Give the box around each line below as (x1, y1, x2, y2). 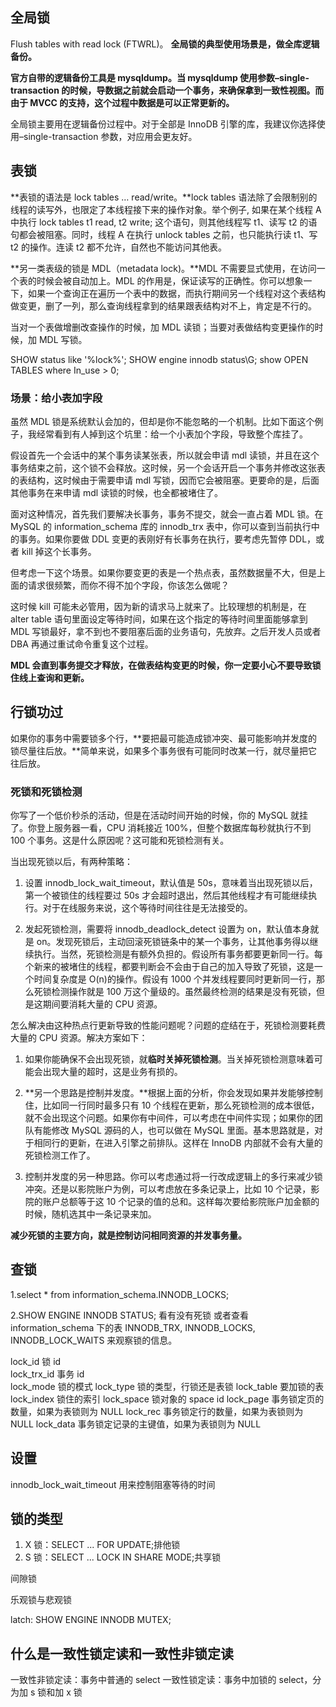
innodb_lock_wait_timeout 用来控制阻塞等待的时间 (10, 1478, 216, 1490)
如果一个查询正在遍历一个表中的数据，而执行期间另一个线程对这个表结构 (27, 287, 326, 299)
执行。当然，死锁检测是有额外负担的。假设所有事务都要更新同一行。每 (33, 948, 323, 960)
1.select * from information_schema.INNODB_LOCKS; (10, 1288, 230, 1300)
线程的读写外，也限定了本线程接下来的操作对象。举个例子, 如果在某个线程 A (10, 203, 322, 215)
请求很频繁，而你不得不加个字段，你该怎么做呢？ (27, 579, 230, 591)
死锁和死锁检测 (10, 784, 83, 798)
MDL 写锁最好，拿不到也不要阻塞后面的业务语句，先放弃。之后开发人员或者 (10, 625, 322, 637)
